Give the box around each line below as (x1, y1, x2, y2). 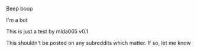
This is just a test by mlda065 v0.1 (6, 28, 89, 35)
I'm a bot (6, 17, 28, 23)
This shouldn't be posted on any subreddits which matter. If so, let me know (6, 40, 191, 46)
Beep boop (6, 5, 33, 12)
